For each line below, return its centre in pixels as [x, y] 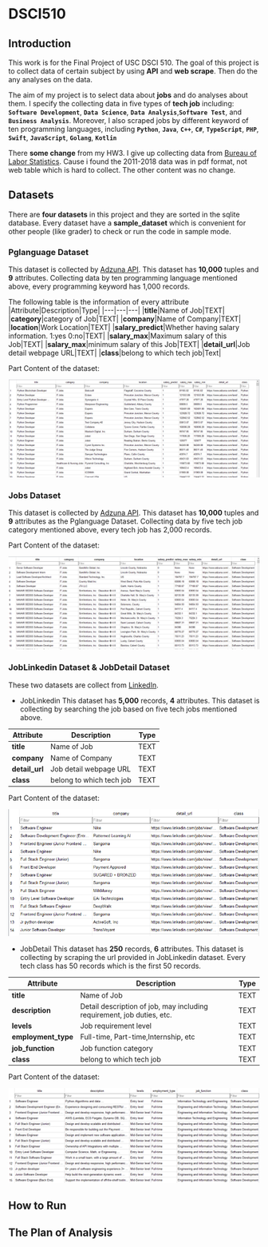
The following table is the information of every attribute [99, 302]
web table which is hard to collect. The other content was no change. [122, 170]
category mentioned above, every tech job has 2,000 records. [110, 530]
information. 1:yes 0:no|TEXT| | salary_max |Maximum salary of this [118, 336]
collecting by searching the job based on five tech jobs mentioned [128, 709]
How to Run [37, 1205]
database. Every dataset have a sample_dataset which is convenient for [127, 223]
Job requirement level [116, 1026]
